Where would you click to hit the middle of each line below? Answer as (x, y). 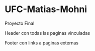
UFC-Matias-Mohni (46, 9)
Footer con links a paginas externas (42, 43)
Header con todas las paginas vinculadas (47, 33)
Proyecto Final (20, 23)
